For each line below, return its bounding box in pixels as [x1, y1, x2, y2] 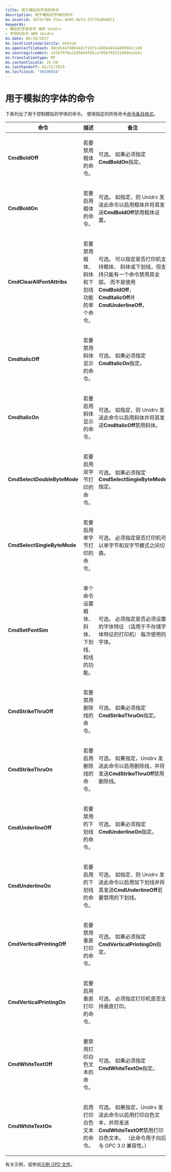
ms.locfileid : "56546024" [5, 70, 60, 75]
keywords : [5, 21, 26, 27]
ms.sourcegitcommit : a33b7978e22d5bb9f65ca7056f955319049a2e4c [5, 50, 142, 55]
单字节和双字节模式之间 [103, 542, 160, 549]
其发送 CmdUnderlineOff [98, 886, 158, 893]
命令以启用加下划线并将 [108, 878, 165, 886]
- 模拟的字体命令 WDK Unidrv [5, 27, 62, 32]
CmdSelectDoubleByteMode [8, 476, 79, 483]
